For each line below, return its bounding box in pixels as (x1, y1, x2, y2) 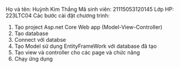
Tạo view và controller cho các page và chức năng (14, 49, 140, 56)
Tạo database (14, 30, 49, 37)
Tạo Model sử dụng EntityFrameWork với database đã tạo (14, 42, 157, 50)
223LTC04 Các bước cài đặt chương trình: (5, 12, 110, 19)
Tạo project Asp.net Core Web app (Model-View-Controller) (14, 24, 163, 30)
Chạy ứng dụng (14, 55, 53, 62)
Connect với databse (14, 36, 66, 43)
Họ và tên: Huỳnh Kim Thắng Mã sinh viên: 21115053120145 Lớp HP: (5, 6, 174, 13)
